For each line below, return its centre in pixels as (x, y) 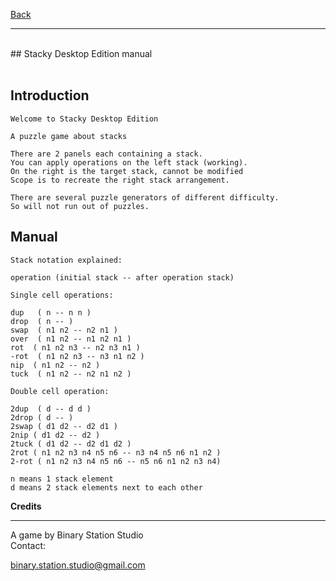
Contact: (28, 545)
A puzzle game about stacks (69, 136)
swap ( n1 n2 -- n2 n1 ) (64, 330)
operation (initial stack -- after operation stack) (122, 277)
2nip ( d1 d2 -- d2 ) (55, 435)
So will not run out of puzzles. (80, 206)
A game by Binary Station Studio (77, 535)
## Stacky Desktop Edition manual (81, 53)
